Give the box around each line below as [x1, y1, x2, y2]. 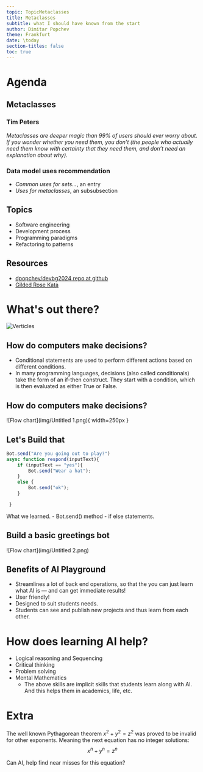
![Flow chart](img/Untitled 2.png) [6, 546, 90, 554]
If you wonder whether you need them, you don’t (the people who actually [6, 138, 193, 146]
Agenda [6, 75, 47, 89]
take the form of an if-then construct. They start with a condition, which [15, 376, 195, 383]
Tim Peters [6, 118, 40, 126]
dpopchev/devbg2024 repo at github [15, 274, 109, 282]
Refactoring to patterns [15, 240, 74, 248]
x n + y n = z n [87, 746, 118, 754]
